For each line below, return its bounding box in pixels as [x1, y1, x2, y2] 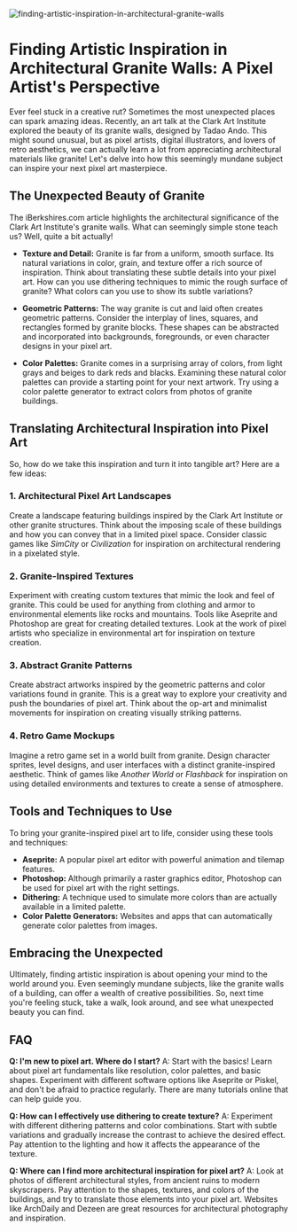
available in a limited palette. [21, 901, 127, 912]
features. [21, 863, 56, 874]
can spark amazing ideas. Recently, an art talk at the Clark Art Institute [9, 115, 267, 126]
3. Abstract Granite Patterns [9, 659, 133, 672]
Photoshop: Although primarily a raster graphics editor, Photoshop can [21, 873, 282, 884]
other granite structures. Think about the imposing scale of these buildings [9, 519, 282, 530]
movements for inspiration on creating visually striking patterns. [9, 707, 242, 718]
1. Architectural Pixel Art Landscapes [9, 490, 172, 503]
